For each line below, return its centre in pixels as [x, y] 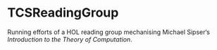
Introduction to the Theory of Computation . [70, 39]
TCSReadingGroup [63, 13]
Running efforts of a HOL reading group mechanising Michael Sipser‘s [108, 32]
